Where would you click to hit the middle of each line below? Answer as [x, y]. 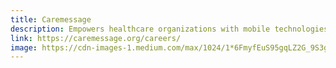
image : [24, 47]
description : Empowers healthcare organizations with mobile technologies [169, 29]
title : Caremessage [51, 19]
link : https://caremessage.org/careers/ [96, 38]
